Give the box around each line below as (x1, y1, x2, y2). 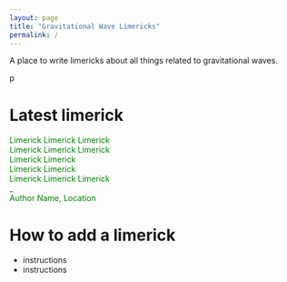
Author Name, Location (9, 193, 97, 204)
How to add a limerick (9, 225, 176, 246)
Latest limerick (9, 105, 124, 126)
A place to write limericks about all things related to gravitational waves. (9, 55, 279, 66)
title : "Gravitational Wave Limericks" (9, 22, 161, 31)
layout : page (9, 13, 59, 23)
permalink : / (9, 30, 59, 39)
